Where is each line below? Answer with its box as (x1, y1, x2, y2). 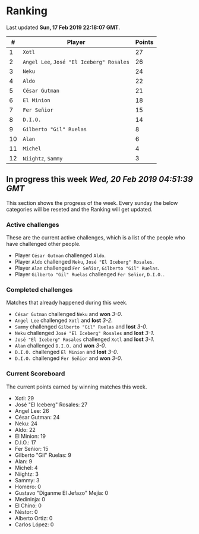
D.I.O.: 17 (14, 438, 37, 446)
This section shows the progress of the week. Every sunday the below (6, 199, 178, 206)
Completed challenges (6, 285, 73, 293)
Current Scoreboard (6, 369, 65, 378)
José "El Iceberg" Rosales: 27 (14, 401, 88, 408)
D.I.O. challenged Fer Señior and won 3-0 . (14, 355, 123, 362)
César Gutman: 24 (14, 413, 60, 421)
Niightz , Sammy (23, 154, 63, 162)
